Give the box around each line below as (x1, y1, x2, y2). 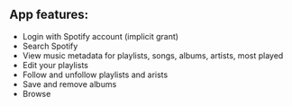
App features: (9, 7, 89, 22)
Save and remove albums (22, 78, 117, 89)
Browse (22, 88, 51, 99)
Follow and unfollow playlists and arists (22, 69, 169, 80)
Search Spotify (22, 40, 78, 51)
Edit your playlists (22, 59, 88, 70)
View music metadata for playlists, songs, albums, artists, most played (22, 49, 284, 61)
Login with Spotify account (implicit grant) (22, 31, 178, 41)
